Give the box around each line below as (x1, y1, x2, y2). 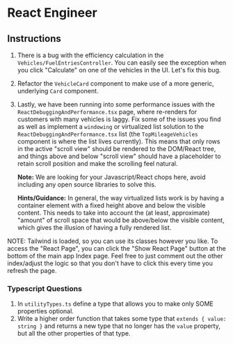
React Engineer (7, 5, 97, 21)
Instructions (7, 33, 61, 45)
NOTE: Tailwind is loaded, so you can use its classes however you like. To (7, 237, 218, 245)
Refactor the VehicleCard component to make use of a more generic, (17, 79, 214, 88)
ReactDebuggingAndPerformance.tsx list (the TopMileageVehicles (17, 130, 198, 138)
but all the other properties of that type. (17, 329, 131, 338)
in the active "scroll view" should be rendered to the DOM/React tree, (17, 145, 216, 153)
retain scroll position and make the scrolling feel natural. (17, 159, 178, 168)
